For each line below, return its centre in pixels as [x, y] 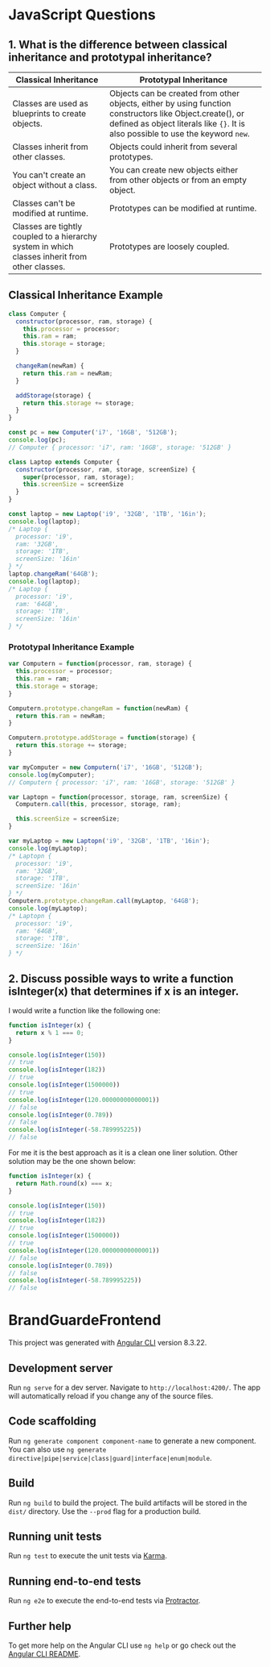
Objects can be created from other [175, 93]
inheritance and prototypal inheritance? [110, 57]
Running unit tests [55, 1536]
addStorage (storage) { [53, 395]
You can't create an [49, 175]
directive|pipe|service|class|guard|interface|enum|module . [110, 1457]
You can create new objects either [174, 170]
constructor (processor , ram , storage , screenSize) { [106, 469]
